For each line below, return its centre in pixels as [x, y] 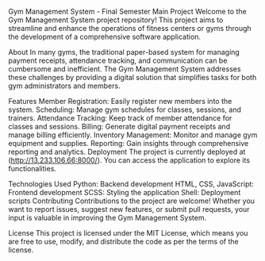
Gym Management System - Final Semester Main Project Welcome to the [128, 12]
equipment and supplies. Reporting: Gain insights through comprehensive [129, 143]
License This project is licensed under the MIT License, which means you [128, 233]
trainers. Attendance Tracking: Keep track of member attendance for [120, 118]
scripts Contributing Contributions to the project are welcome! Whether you [132, 201]
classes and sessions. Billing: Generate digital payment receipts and [119, 127]
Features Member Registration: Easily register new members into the [120, 101]
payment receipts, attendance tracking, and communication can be [118, 60]
